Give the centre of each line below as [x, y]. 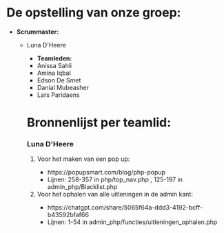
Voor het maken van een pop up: [83, 159]
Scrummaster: [38, 32]
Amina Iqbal [54, 73]
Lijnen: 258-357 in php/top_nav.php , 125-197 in [115, 179]
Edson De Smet [59, 80]
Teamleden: [54, 58]
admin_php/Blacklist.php [82, 187]
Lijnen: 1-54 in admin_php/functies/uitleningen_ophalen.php [132, 222]
